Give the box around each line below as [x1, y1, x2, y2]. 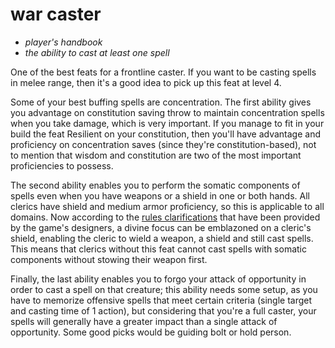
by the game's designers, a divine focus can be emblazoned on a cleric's [10, 221, 312, 233]
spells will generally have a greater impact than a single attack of [10, 315, 278, 327]
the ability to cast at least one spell [24, 46, 170, 58]
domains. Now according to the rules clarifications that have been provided [10, 211, 321, 223]
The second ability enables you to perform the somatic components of [10, 179, 301, 191]
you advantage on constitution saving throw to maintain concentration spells [10, 106, 325, 118]
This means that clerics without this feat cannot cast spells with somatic [10, 243, 307, 255]
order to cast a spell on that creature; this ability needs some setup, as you [10, 283, 318, 295]
